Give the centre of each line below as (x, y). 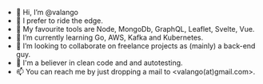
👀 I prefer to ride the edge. (60, 21)
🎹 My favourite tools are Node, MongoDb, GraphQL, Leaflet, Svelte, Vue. (135, 29)
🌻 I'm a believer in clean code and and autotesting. (99, 63)
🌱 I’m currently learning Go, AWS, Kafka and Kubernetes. (110, 37)
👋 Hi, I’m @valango (47, 12)
